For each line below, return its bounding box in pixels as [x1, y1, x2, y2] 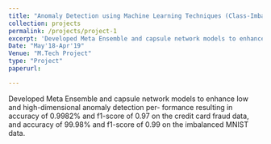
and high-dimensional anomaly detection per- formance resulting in [8, 102, 233, 112]
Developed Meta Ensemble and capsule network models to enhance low [8, 94, 248, 104]
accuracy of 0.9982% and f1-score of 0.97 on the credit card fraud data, [8, 111, 249, 121]
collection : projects [8, 19, 81, 28]
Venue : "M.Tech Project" [8, 49, 92, 57]
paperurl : [8, 65, 42, 73]
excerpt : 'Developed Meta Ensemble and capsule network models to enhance [8, 34, 265, 43]
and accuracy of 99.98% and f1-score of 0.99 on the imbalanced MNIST [8, 119, 248, 129]
